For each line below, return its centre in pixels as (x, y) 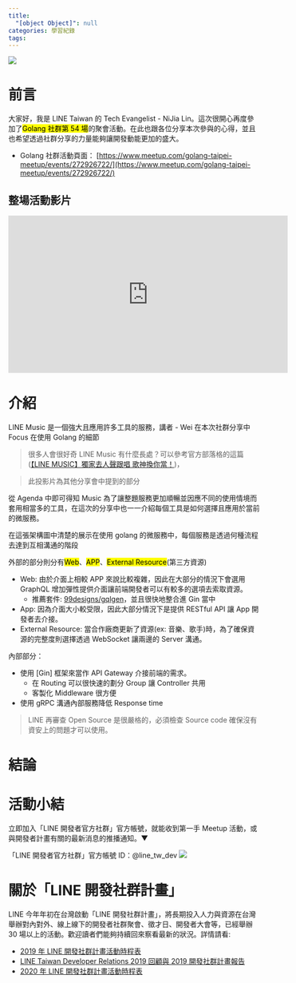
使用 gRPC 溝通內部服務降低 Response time (91, 702)
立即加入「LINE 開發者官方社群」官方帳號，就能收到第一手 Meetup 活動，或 (133, 829)
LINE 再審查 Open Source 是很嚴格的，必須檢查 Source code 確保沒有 (142, 719)
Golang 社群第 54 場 (56, 129)
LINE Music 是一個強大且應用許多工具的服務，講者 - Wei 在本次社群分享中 (130, 427)
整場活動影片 (40, 200)
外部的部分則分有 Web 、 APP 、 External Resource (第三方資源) (108, 562)
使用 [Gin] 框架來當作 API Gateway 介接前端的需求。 (105, 673)
